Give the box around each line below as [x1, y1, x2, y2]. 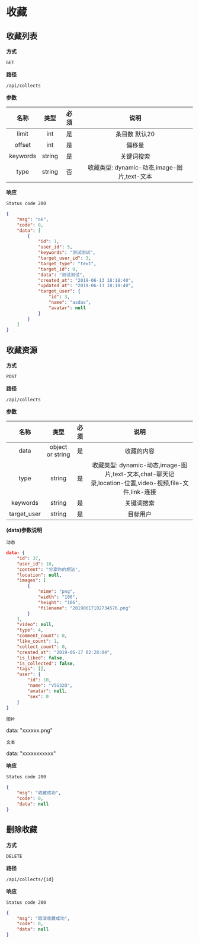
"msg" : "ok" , [17, 216, 49, 222]
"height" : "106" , [37, 599, 81, 605]
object [49, 443, 68, 451]
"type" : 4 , [17, 627, 44, 633]
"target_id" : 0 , [37, 266, 78, 272]
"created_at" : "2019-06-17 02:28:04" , [17, 649, 113, 655]
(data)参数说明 [6, 527, 43, 534]
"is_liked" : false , [17, 655, 65, 661]
